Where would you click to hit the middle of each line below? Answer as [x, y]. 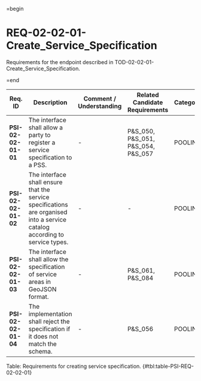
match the [42, 344]
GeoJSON [42, 289]
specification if [49, 329]
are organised [48, 212]
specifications [48, 204]
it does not [43, 336]
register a [42, 142]
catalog [39, 227]
